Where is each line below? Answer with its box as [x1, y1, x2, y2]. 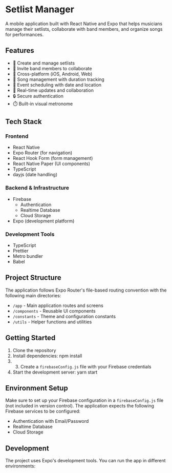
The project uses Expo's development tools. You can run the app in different [5, 458, 166, 464]
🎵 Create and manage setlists [12, 60, 75, 66]
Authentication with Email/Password [12, 418, 89, 424]
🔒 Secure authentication [12, 93, 64, 99]
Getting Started [5, 334, 56, 342]
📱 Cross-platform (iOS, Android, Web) [12, 71, 93, 77]
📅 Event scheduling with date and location [12, 81, 101, 88]
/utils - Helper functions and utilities [12, 319, 92, 325]
